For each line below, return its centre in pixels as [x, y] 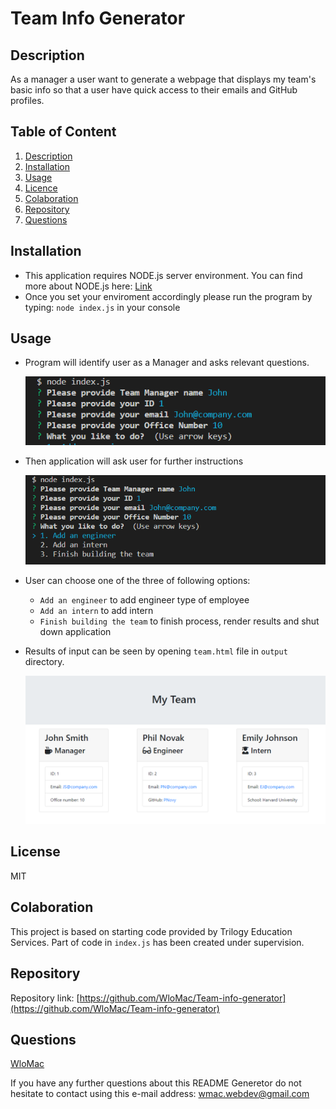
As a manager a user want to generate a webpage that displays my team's [163, 79]
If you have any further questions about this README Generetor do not [156, 1083]
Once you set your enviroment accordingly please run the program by [168, 296]
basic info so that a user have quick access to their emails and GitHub [154, 90]
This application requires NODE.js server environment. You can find [163, 275]
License [35, 852]
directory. [44, 661]
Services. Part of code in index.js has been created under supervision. [157, 942]
